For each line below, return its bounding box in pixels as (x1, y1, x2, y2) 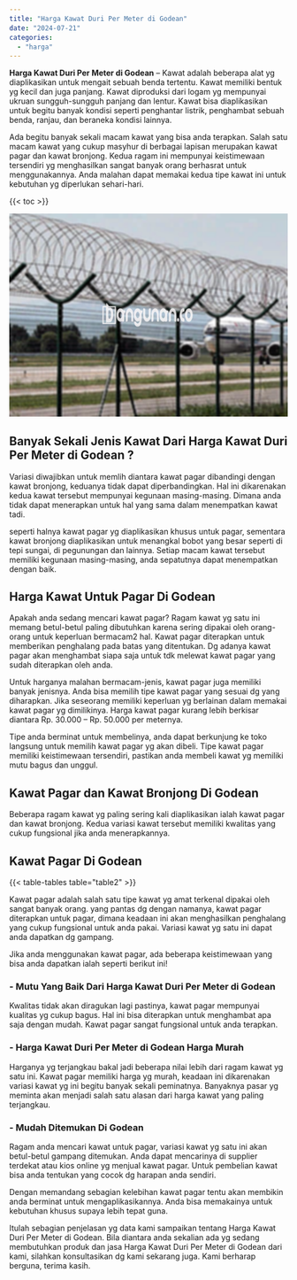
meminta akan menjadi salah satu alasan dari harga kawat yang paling (9, 1090, 264, 1100)
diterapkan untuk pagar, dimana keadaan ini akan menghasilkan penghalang (9, 913, 286, 924)
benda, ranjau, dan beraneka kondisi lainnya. (9, 115, 172, 126)
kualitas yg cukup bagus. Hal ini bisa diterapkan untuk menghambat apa (9, 1010, 272, 1021)
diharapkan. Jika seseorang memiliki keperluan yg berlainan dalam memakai (9, 696, 287, 706)
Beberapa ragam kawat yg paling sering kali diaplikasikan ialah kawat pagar (9, 809, 286, 820)
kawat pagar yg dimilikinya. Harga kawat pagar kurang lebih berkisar (9, 705, 259, 716)
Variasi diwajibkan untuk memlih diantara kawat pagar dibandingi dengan (9, 471, 276, 482)
